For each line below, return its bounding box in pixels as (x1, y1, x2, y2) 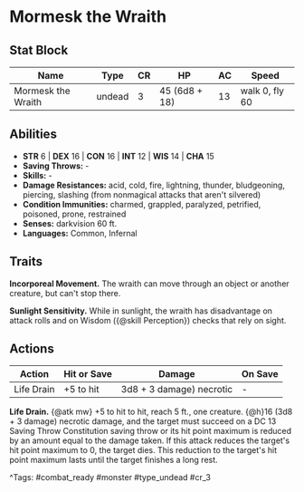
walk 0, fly (240, 84, 285, 97)
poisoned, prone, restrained (22, 208, 127, 219)
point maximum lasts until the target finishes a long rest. (9, 455, 219, 466)
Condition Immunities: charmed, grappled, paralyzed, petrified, (22, 198, 261, 209)
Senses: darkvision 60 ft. (22, 217, 118, 228)
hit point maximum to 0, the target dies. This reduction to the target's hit (9, 445, 278, 456)
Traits (9, 254, 43, 269)
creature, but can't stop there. (9, 287, 121, 298)
